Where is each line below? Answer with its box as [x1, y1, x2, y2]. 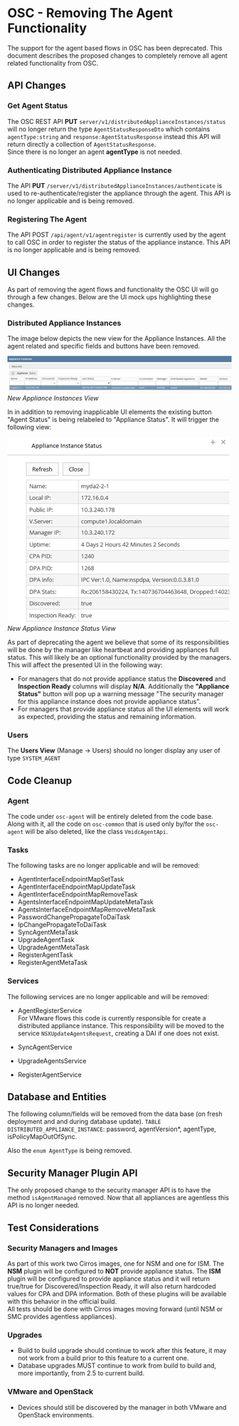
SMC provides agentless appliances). [7, 1312, 117, 1321]
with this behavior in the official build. [7, 1297, 117, 1306]
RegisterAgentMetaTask [17, 959, 88, 967]
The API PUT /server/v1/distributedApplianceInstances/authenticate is [7, 181, 223, 190]
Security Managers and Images [7, 1243, 118, 1253]
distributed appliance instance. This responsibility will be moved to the [17, 1021, 225, 1030]
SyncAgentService [17, 1043, 73, 1051]
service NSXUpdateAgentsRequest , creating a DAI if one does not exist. [17, 1028, 220, 1038]
